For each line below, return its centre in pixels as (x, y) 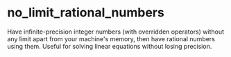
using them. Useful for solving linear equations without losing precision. (110, 46)
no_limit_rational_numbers (86, 13)
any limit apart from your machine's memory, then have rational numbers (111, 38)
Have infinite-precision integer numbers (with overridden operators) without (115, 32)
